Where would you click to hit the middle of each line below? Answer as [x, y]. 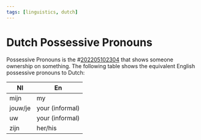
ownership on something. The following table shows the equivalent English [101, 66]
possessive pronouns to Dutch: [46, 72]
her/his [47, 128]
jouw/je [20, 108]
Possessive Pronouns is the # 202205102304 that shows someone [90, 60]
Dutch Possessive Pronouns [80, 42]
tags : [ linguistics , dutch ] [42, 12]
